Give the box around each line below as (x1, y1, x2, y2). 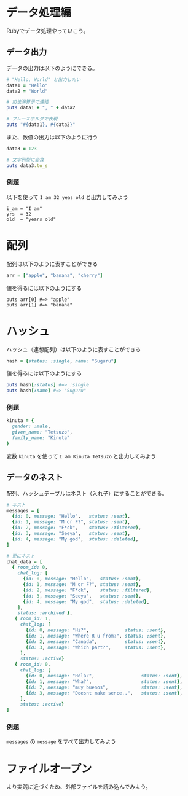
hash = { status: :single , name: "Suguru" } (6, 357, 117, 364)
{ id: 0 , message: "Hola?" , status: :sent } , (25, 673, 183, 679)
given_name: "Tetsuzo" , (12, 429, 72, 435)
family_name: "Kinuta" (12, 435, 70, 441)
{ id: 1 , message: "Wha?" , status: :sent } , (25, 678, 183, 685)
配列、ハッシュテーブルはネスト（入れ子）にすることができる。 (6, 490, 168, 497)
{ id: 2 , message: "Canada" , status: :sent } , (25, 638, 166, 645)
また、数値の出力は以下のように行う (6, 133, 98, 141)
